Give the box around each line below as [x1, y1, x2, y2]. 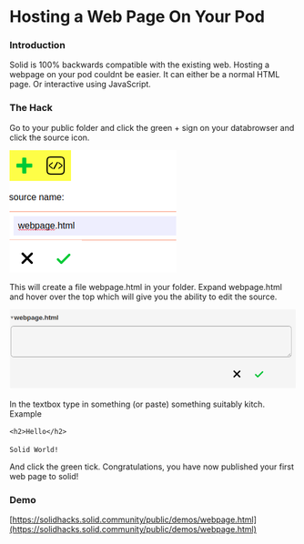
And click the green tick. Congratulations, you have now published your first [9, 461, 294, 472]
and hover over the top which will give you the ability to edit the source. [9, 291, 278, 302]
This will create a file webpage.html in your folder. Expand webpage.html [9, 281, 282, 292]
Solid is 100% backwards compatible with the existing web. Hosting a [9, 59, 270, 70]
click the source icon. [9, 132, 90, 143]
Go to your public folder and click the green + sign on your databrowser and [9, 122, 295, 133]
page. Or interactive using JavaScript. [9, 79, 152, 90]
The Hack [9, 102, 53, 115]
